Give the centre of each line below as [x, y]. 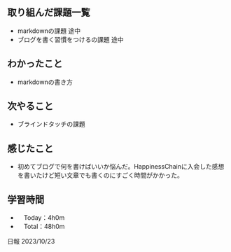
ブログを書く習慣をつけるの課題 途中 [70, 39]
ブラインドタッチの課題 [51, 124]
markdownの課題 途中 [49, 31]
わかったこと [35, 64]
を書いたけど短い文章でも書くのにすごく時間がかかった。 [100, 175]
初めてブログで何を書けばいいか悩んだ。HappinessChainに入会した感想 [121, 167]
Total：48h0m [44, 227]
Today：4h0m [44, 218]
